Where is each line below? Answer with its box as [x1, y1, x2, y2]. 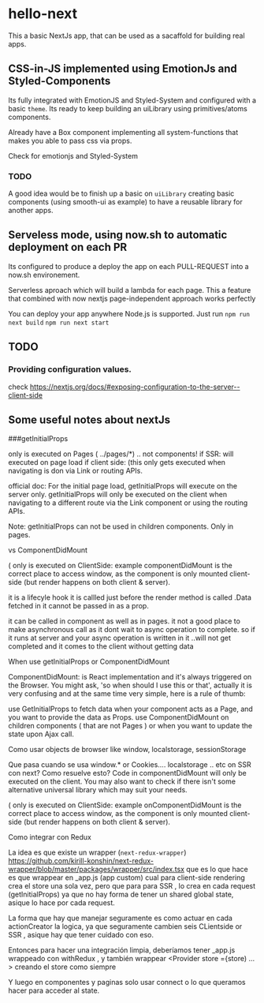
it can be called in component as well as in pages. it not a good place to [8, 616, 240, 626]
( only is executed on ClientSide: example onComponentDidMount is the [8, 800, 242, 810]
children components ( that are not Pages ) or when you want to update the [8, 721, 253, 731]
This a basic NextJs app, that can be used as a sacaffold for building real [8, 31, 246, 40]
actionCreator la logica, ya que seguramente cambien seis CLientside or [8, 922, 243, 931]
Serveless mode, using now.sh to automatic [8, 228, 228, 241]
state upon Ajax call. [8, 729, 75, 739]
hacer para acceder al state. [8, 986, 100, 995]
